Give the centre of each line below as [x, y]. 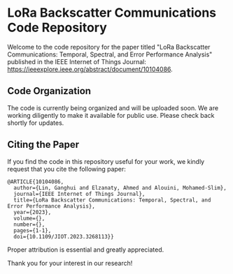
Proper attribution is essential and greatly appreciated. [86, 250]
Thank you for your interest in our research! [70, 263]
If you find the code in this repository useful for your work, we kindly [106, 161]
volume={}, [29, 218]
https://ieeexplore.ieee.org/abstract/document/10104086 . [90, 69]
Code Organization [49, 91]
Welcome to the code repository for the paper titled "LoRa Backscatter [109, 47]
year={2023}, [33, 212]
